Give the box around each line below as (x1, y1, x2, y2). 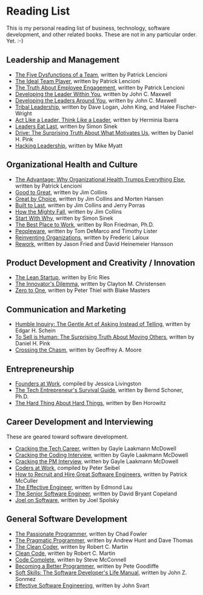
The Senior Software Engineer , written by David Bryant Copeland (15, 490, 178, 497)
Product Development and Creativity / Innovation (6, 257, 196, 268)
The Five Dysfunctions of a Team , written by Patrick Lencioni (15, 71, 168, 78)
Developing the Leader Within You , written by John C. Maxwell (15, 90, 171, 98)
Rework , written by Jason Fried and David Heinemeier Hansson (15, 240, 173, 247)
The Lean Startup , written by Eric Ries (15, 274, 110, 281)
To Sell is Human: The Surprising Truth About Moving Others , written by (15, 333, 195, 341)
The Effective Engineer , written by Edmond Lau (15, 483, 133, 491)
